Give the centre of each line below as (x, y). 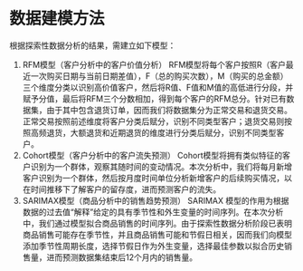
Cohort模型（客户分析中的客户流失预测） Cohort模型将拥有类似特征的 (152, 155)
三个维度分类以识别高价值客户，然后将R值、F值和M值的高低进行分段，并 (158, 87)
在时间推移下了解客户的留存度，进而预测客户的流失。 (122, 189)
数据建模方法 (57, 19)
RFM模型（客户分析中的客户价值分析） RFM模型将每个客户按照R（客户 (154, 64)
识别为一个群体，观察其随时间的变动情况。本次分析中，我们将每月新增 (161, 166)
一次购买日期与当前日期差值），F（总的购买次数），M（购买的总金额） (159, 76)
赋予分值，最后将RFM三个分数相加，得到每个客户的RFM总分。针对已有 (154, 98)
